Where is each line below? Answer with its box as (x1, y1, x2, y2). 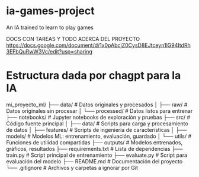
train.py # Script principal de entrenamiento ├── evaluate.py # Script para (6, 151, 188, 159)
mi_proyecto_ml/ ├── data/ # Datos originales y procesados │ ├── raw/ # (6, 101, 188, 108)
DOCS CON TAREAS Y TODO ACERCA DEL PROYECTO (6, 35, 140, 42)
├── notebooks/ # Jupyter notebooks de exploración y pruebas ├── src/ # (6, 113, 191, 121)
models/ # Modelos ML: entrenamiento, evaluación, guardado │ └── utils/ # (6, 132, 192, 140)
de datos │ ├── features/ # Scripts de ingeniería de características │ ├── (6, 126, 187, 133)
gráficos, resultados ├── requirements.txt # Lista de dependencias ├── (6, 145, 183, 152)
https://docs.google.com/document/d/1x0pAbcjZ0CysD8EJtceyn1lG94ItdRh (6, 42, 191, 49)
